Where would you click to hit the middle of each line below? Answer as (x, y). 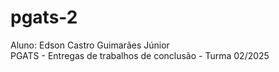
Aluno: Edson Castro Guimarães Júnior (90, 45)
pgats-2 (44, 17)
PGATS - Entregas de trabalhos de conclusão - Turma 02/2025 (140, 55)
